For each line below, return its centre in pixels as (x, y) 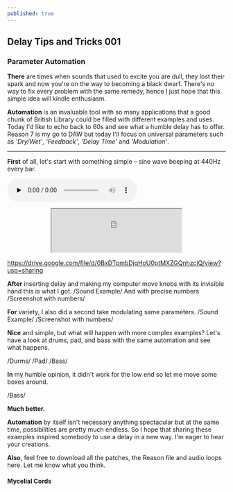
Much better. (26, 409)
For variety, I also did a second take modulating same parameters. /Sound (113, 312)
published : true (31, 14)
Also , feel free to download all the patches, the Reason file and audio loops (114, 458)
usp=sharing (25, 271)
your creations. (29, 444)
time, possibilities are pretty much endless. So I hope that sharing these (110, 430)
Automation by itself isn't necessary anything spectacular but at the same (113, 422)
